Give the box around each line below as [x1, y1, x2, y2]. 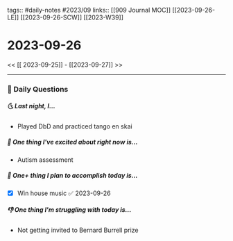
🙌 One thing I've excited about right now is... [7, 138, 138, 147]
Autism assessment [17, 156, 74, 164]
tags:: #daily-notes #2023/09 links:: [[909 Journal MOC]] [7, 6, 171, 14]
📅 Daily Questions [7, 84, 69, 94]
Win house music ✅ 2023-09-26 [17, 189, 111, 197]
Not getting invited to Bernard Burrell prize [17, 226, 139, 234]
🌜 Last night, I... [7, 102, 55, 110]
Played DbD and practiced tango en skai [17, 122, 133, 131]
